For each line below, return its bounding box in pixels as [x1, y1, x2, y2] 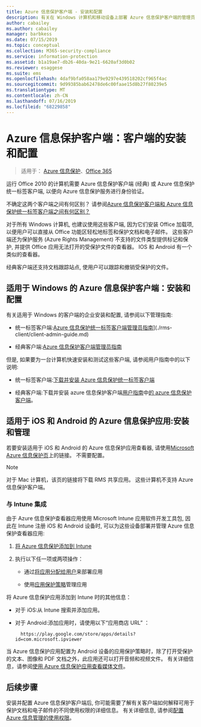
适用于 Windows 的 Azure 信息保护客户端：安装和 [6, 283, 191, 293]
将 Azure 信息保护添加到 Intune [14, 543, 92, 550]
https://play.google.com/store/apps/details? [20, 631, 136, 637]
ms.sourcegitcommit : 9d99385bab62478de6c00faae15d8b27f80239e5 [6, 82, 167, 88]
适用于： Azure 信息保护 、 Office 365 [20, 168, 112, 175]
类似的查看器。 [6, 251, 43, 258]
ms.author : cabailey [6, 25, 58, 32]
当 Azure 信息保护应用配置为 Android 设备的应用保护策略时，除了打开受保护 [6, 648, 193, 655]
